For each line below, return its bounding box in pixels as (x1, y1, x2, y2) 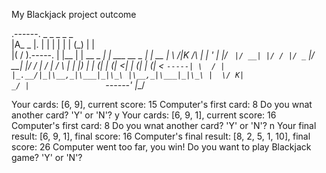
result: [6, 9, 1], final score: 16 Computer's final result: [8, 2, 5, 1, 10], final (11, 130, 311, 142)
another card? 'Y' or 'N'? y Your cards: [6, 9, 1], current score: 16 (11, 109, 277, 121)
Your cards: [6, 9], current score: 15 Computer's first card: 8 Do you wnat (11, 99, 313, 110)
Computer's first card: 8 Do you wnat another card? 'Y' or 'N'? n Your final (11, 120, 317, 131)
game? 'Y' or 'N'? (11, 152, 83, 163)
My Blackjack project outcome (11, 9, 137, 20)
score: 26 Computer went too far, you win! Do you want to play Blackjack (11, 141, 312, 153)
